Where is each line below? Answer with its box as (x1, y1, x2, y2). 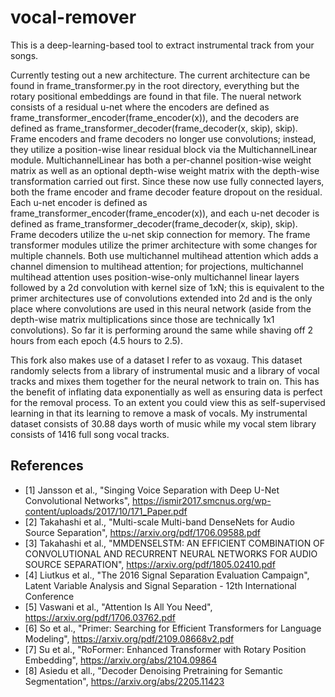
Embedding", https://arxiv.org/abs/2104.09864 (24, 654, 218, 666)
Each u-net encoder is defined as (10, 196, 148, 208)
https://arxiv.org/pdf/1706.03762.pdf (24, 611, 176, 623)
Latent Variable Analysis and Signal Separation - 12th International (24, 579, 297, 591)
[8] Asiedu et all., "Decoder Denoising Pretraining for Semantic (24, 664, 283, 676)
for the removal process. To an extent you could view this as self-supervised (10, 396, 326, 408)
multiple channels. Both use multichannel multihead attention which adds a (10, 249, 319, 261)
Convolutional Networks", (24, 494, 131, 506)
